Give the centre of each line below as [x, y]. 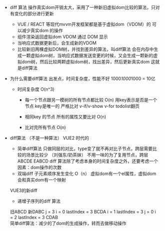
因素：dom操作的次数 [39, 167]
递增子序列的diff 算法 [39, 201]
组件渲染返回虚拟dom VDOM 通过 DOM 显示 [63, 37]
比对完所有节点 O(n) [45, 127]
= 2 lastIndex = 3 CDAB [34, 217]
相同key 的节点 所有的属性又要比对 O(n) [65, 117]
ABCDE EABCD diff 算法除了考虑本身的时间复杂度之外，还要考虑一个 [88, 161]
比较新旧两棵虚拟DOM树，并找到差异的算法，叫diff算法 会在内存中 [85, 49]
